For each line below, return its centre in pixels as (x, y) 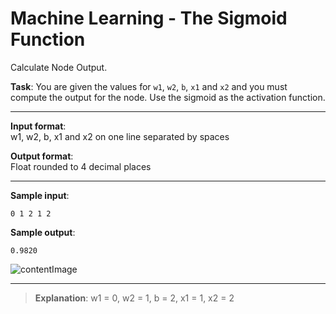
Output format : (42, 156)
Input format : (38, 126)
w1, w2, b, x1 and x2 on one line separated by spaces (120, 136)
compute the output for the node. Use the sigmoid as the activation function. (168, 97)
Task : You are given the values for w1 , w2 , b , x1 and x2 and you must (149, 86)
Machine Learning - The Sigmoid (149, 18)
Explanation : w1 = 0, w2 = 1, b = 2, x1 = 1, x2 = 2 (134, 298)
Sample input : (40, 195)
